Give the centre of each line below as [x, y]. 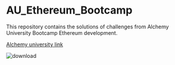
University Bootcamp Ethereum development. [62, 32]
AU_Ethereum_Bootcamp [69, 10]
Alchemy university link [35, 44]
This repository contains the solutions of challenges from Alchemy [87, 27]
